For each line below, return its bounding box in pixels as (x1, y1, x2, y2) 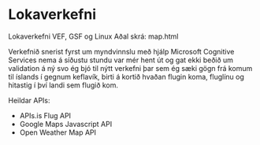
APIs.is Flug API (19, 110, 72, 120)
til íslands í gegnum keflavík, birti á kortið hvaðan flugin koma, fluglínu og (8, 72, 244, 81)
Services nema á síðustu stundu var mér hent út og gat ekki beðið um (8, 55, 234, 65)
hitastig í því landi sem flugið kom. (8, 80, 119, 90)
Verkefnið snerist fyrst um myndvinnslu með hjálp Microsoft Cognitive (8, 46, 235, 56)
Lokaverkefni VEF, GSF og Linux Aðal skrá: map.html (8, 32, 179, 41)
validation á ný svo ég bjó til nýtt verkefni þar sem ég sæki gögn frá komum (8, 63, 253, 72)
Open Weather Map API (19, 128, 97, 137)
